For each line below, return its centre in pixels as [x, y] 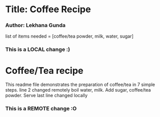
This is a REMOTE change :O [41, 109]
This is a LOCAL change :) [38, 49]
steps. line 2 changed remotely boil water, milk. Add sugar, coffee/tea [78, 90]
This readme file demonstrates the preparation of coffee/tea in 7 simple [80, 84]
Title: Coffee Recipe [48, 9]
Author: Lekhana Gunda [35, 25]
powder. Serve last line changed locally [46, 96]
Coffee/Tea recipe [44, 70]
